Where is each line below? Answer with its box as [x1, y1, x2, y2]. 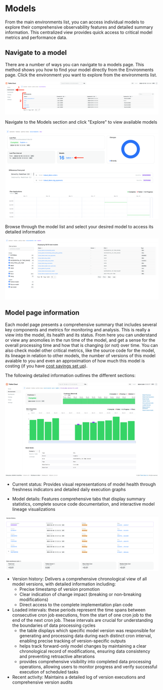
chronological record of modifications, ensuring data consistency [19, 648, 150, 654]
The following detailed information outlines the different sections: [5, 372, 136, 378]
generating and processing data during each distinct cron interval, [19, 633, 152, 639]
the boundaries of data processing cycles [12, 622, 96, 628]
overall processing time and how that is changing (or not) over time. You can [5, 342, 158, 348]
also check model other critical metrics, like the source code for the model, [5, 347, 156, 353]
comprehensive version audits [12, 679, 73, 685]
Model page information [5, 309, 80, 317]
